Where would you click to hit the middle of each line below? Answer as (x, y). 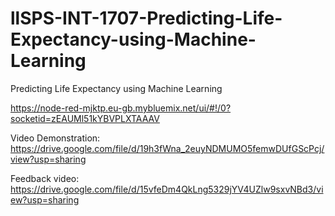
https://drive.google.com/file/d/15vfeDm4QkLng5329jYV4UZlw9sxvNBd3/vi (167, 189)
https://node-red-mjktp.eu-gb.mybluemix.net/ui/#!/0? (121, 108)
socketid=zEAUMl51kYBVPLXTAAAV (85, 118)
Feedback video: (45, 178)
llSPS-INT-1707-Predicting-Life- (146, 18)
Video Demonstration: (55, 138)
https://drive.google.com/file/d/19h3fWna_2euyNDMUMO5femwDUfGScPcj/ (167, 148)
